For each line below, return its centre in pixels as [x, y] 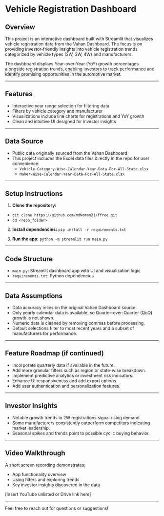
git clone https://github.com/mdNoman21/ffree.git [65, 215]
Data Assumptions [34, 296]
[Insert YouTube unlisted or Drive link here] [48, 494]
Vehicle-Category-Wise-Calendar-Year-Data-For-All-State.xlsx [84, 169]
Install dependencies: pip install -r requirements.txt [69, 229]
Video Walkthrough [35, 453]
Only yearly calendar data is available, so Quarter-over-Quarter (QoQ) [82, 313]
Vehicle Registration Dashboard [71, 9]
